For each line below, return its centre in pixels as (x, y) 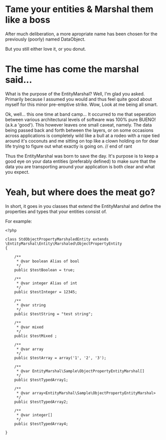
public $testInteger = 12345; (46, 292)
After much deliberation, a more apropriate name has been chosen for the (81, 34)
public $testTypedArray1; (41, 380)
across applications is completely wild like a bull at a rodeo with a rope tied (82, 135)
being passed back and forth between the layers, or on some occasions (79, 130)
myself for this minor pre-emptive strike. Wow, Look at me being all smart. (81, 104)
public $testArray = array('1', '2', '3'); (60, 358)
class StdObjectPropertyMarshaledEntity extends (57, 239)
